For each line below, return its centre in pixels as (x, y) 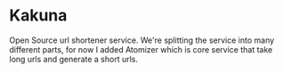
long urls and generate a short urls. (74, 59)
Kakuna (38, 16)
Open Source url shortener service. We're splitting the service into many (142, 40)
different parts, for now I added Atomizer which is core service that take (141, 49)
